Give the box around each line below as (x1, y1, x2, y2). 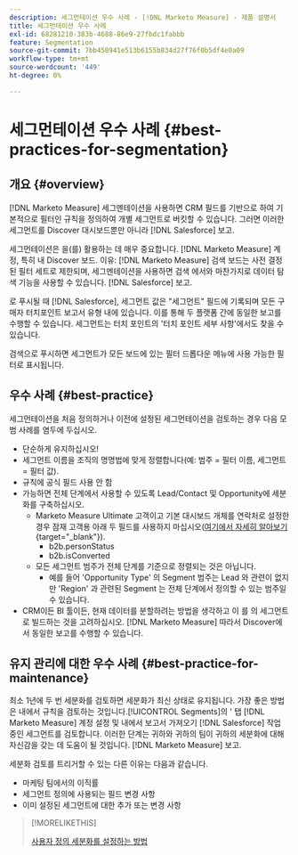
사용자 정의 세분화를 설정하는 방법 (30, 836, 149, 847)
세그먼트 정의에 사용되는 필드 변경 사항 (21, 789, 156, 800)
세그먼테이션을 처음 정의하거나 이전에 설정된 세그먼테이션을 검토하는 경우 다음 (9, 413, 278, 424)
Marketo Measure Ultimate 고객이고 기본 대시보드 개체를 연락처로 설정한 (35, 509, 290, 521)
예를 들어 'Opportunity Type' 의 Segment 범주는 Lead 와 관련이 (48, 572, 273, 582)
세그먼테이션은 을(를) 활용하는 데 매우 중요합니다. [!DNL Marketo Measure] (9, 243, 272, 254)
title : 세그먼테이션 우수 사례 (9, 21, 107, 30)
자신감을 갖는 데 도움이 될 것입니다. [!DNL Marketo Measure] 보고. (9, 740, 242, 751)
